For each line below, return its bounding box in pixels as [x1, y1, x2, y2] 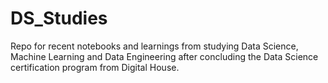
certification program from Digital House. [10, 61, 180, 73]
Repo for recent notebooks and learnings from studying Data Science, [10, 40, 299, 52]
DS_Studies [10, 7, 108, 30]
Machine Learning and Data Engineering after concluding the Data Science [10, 50, 319, 62]
